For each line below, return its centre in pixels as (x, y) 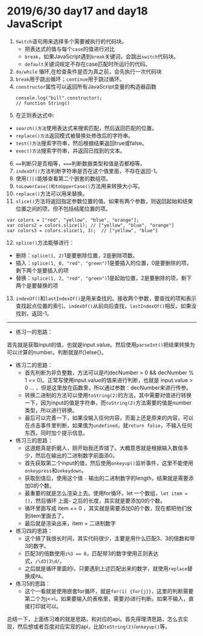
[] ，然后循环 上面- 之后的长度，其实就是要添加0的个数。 (95, 500)
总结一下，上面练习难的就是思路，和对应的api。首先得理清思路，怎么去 (95, 619)
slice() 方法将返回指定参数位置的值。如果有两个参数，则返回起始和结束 (104, 201)
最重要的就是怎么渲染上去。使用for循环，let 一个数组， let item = (106, 493)
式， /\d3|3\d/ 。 (45, 561)
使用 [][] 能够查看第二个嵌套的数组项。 (63, 178)
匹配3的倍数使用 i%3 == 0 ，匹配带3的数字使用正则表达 (92, 553)
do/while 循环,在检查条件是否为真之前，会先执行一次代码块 (89, 71)
